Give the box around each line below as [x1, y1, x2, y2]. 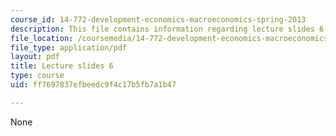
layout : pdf [10, 52, 60, 62]
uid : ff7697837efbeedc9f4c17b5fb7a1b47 [10, 80, 177, 90]
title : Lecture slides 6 [10, 61, 114, 71]
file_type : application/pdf [10, 42, 128, 53]
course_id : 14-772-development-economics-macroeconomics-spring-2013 [10, 14, 307, 25]
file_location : [10, 33, 74, 43]
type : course [10, 71, 65, 81]
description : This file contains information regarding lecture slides [10, 24, 315, 34]
